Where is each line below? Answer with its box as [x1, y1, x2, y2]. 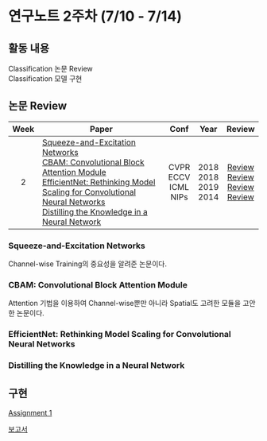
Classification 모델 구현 [8, 74, 83, 83]
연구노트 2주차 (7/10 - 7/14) [8, 7, 183, 25]
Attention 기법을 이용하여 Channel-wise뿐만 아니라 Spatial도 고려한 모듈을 [8, 299, 241, 308]
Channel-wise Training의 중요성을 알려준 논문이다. [8, 259, 167, 269]
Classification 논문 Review [8, 64, 93, 73]
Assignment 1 [8, 408, 52, 418]
